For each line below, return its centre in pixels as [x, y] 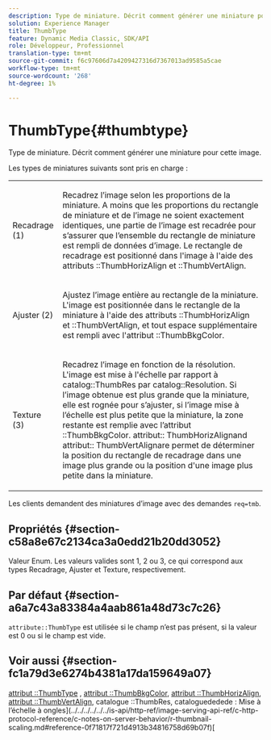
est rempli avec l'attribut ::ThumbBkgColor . [144, 336]
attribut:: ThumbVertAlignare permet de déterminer [159, 445]
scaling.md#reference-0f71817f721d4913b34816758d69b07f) [110, 727]
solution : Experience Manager [59, 23]
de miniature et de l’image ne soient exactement [153, 215]
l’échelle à [25, 710]
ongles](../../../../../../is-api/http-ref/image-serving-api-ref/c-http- [151, 710]
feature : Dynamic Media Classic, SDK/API [79, 38]
